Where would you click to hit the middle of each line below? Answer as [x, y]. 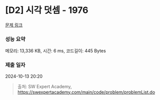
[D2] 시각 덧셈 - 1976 [47, 10]
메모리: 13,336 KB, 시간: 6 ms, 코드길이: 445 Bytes [55, 51]
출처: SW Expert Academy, [44, 86]
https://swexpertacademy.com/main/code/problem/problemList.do [86, 92]
